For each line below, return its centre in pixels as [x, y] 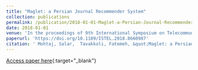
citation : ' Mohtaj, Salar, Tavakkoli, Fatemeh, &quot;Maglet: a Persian [100, 44]
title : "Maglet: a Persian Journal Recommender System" [76, 11]
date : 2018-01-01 [27, 28]
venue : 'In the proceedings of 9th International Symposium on [85, 33]
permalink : [19, 22]
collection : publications [38, 17]
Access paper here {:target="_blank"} [51, 60]
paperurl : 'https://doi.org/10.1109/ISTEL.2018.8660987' [77, 38]
